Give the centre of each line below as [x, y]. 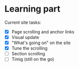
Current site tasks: [23, 22]
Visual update [25, 37]
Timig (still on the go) [33, 59]
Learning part [32, 9]
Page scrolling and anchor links [43, 32]
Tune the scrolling [30, 48]
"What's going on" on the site [41, 43]
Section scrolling [28, 54]
